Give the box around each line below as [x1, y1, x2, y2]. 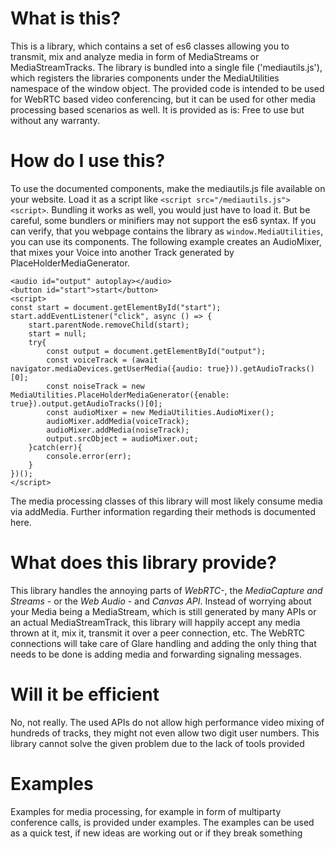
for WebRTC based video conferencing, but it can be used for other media [10, 93, 316, 105]
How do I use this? [10, 150, 166, 172]
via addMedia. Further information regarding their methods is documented [10, 505, 316, 517]
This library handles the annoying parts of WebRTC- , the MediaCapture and [10, 584, 323, 596]
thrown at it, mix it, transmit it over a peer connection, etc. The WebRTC [10, 627, 306, 639]
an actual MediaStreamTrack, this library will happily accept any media [10, 616, 301, 628]
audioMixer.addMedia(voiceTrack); [46, 416, 190, 426]
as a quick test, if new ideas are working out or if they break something [10, 827, 303, 839]
